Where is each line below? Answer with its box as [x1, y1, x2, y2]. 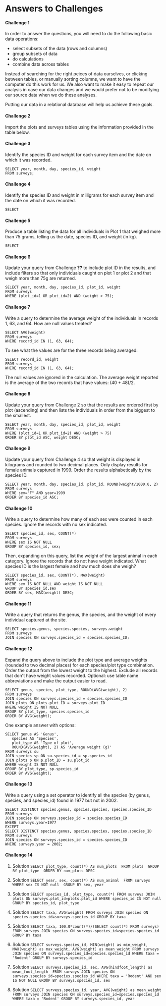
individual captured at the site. [5, 617, 67, 623]
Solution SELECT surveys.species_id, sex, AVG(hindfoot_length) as [12, 964, 153, 970]
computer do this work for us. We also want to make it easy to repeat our [5, 81, 154, 87]
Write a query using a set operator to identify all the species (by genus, [5, 792, 150, 798]
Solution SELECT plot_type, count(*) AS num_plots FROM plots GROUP [12, 863, 160, 869]
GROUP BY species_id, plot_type [12, 900, 79, 906]
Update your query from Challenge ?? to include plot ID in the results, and [5, 265, 156, 271]
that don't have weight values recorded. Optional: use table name [5, 672, 139, 678]
